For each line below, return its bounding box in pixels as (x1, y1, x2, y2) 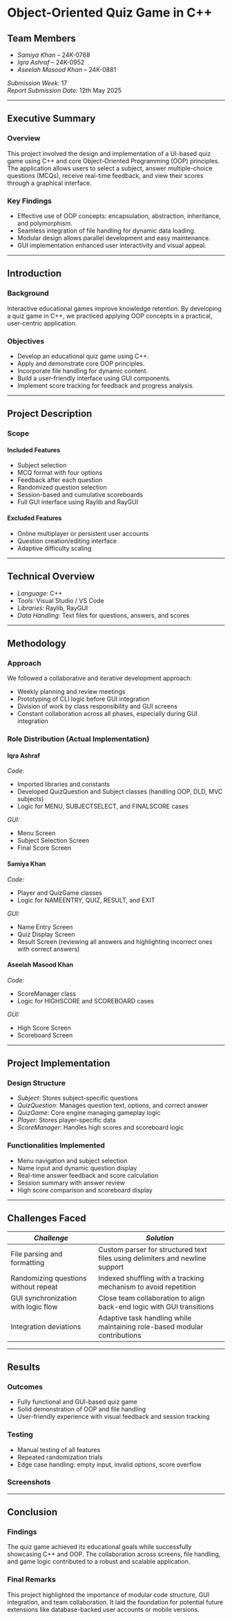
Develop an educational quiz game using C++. (17, 352, 150, 360)
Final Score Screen (17, 843, 72, 852)
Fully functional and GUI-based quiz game (17, 1397, 138, 1406)
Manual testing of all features (17, 1445, 101, 1453)
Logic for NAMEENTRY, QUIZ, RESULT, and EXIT (17, 895, 155, 904)
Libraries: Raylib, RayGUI (17, 604, 88, 612)
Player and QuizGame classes (17, 888, 102, 897)
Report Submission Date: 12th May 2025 (7, 87, 122, 94)
